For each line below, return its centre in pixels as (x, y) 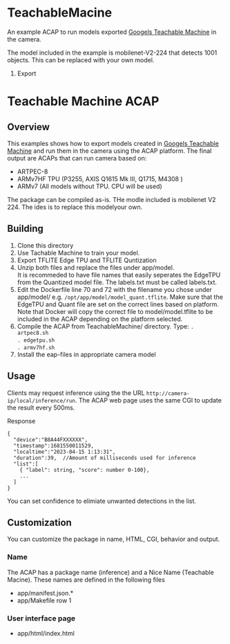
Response (21, 421)
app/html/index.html (46, 633)
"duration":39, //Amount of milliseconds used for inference (105, 458)
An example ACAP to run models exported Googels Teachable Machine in (112, 32)
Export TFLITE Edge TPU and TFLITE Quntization (87, 260)
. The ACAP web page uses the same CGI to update (148, 400)
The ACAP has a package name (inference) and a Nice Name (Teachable (111, 572)
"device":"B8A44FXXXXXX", (51, 440)
